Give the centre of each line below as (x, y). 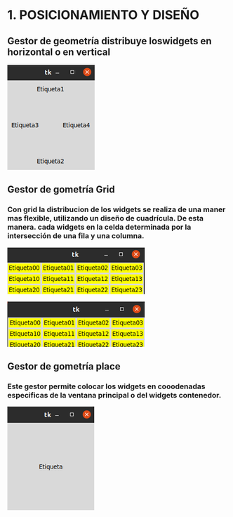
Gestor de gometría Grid (61, 190)
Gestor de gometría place (64, 366)
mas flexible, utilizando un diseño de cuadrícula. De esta (106, 218)
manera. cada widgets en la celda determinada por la (99, 227)
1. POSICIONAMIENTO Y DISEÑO (104, 15)
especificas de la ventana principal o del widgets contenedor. (114, 395)
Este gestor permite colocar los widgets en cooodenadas (106, 386)
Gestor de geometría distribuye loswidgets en (109, 41)
